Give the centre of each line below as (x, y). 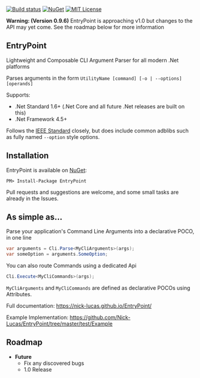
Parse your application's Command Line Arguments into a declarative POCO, (100, 231)
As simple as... (34, 217)
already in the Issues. (32, 198)
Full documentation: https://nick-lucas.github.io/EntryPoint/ (79, 306)
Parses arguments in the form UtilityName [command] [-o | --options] (94, 78)
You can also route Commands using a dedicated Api (71, 266)
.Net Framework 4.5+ (41, 119)
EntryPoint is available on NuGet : (47, 170)
